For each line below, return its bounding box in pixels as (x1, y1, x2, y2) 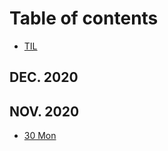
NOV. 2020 (9, 103, 80, 120)
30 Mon (23, 130, 57, 142)
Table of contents (9, 7, 159, 30)
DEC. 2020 (9, 69, 79, 86)
